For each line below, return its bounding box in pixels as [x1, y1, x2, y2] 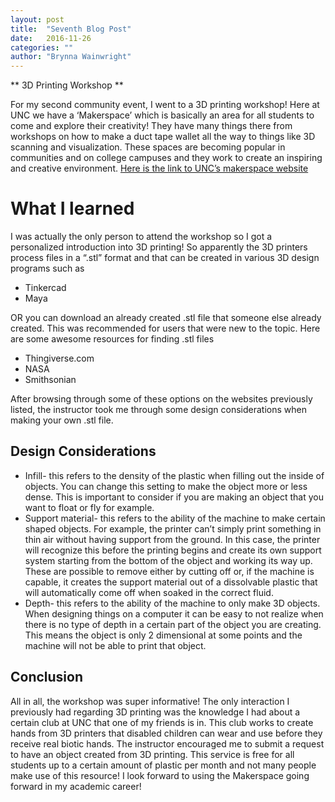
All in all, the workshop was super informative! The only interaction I [10, 695, 290, 707]
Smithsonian [24, 374, 77, 386]
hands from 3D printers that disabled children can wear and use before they [10, 727, 323, 739]
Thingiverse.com [24, 352, 95, 365]
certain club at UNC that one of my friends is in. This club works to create [10, 716, 314, 728]
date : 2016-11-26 [10, 33, 92, 43]
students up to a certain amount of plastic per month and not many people [10, 759, 317, 771]
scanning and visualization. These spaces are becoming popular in [10, 141, 286, 153]
